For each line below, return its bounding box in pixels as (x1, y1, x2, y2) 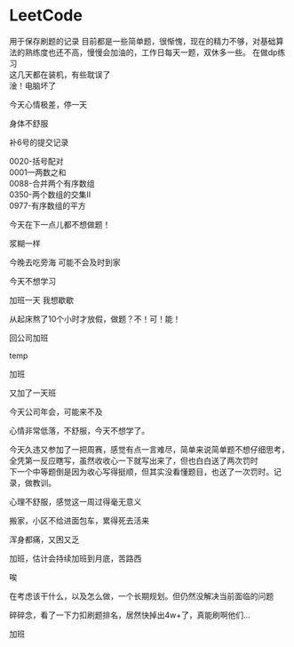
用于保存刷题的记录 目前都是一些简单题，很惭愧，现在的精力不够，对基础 (9, 36, 276, 46)
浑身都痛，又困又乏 (9, 534, 80, 545)
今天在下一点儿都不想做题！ (9, 219, 111, 229)
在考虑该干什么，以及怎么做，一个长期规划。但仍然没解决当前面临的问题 (9, 590, 274, 601)
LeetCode (9, 5, 83, 26)
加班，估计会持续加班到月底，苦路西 (9, 553, 142, 563)
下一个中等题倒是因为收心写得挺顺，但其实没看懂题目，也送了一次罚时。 (9, 466, 274, 476)
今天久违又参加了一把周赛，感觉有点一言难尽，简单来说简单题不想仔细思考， (9, 443, 290, 454)
